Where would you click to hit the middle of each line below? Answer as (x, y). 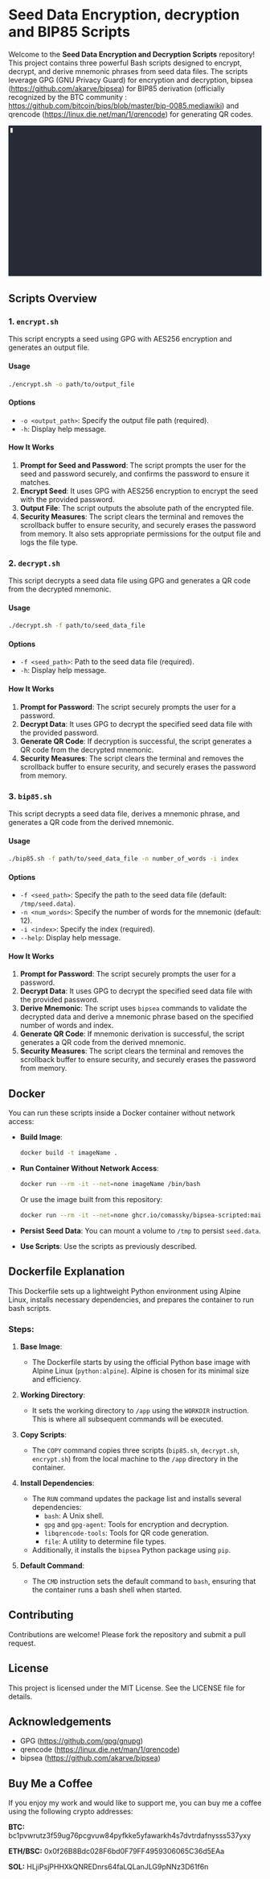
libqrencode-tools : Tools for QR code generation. (126, 1533)
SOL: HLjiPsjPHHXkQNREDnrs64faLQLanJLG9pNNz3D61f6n (108, 1867)
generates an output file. (49, 347)
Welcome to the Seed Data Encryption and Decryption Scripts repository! (132, 54)
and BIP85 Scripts (70, 32)
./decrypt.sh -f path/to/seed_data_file (77, 626)
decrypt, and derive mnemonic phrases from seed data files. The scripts (128, 71)
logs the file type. (49, 542)
